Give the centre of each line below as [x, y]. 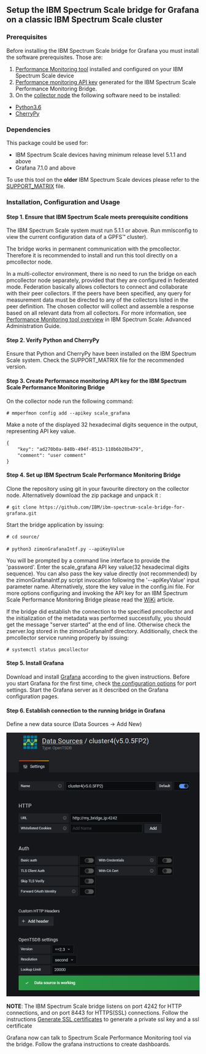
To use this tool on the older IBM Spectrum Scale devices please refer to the [103, 179]
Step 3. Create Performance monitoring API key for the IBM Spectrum [97, 381]
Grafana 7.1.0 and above [45, 168]
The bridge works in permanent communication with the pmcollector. [93, 249]
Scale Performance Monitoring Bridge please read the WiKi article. [90, 599]
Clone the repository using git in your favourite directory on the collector [98, 488]
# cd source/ [23, 537]
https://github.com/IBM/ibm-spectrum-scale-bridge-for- [112, 507]
